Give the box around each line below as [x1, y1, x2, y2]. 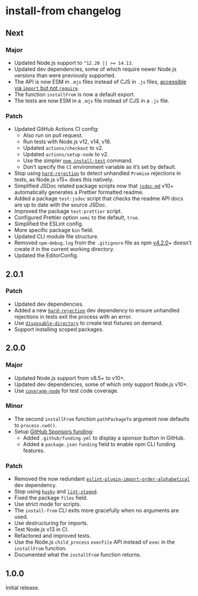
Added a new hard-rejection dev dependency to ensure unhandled [14, 306, 180, 313]
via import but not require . [14, 84, 79, 92]
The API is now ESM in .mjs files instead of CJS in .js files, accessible [14, 78, 187, 85]
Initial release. [5, 584, 40, 591]
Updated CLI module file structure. [14, 233, 99, 240]
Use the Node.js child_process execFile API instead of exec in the [14, 538, 175, 545]
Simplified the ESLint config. [14, 220, 84, 227]
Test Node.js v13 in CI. [14, 526, 69, 533]
